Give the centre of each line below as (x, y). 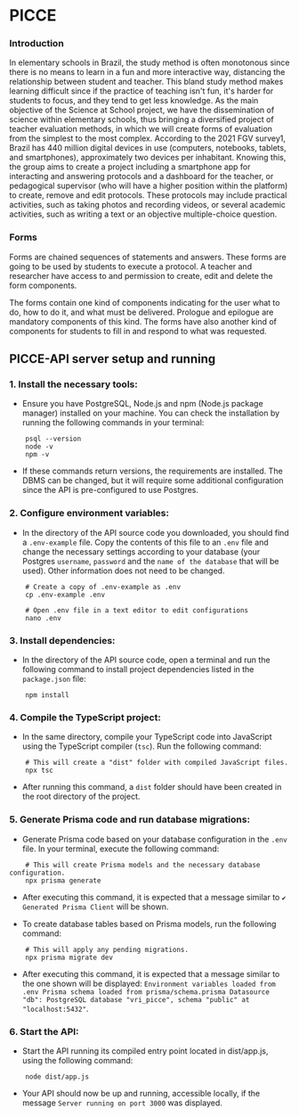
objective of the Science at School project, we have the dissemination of (142, 110)
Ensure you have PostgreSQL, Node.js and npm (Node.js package (143, 404)
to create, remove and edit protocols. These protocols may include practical (148, 195)
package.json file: (54, 679)
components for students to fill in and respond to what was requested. (138, 331)
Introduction (36, 44)
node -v (39, 447)
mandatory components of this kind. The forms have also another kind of (143, 321)
